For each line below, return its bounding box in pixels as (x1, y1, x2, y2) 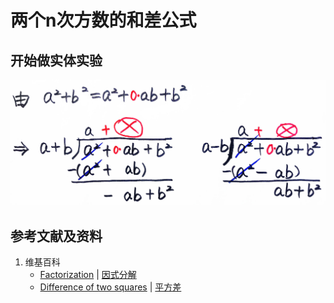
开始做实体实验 (10, 52, 103, 69)
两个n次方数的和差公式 (10, 9, 197, 32)
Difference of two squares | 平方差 (39, 281, 182, 293)
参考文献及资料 (10, 227, 103, 245)
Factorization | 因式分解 (39, 269, 137, 281)
